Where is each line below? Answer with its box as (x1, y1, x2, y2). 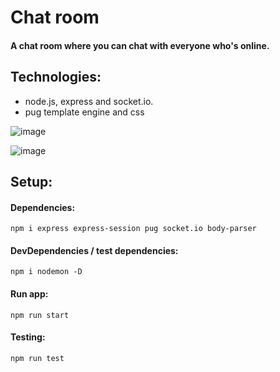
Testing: (10, 331, 46, 343)
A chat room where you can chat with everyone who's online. (10, 39, 270, 51)
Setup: (10, 173, 53, 190)
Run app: (10, 287, 49, 300)
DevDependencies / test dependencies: (10, 244, 179, 256)
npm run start (10, 310, 70, 320)
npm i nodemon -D (10, 267, 83, 277)
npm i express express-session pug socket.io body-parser (10, 224, 257, 234)
